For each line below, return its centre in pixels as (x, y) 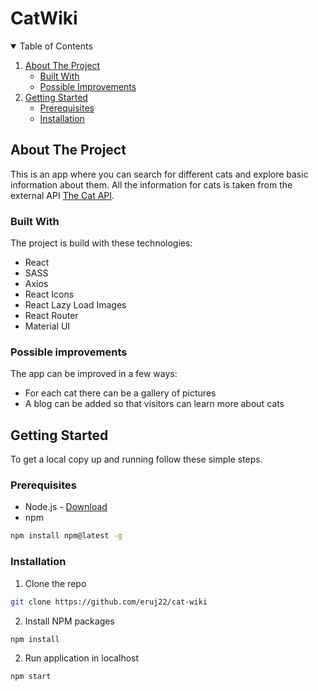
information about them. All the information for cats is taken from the (151, 184)
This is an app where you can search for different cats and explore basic (159, 174)
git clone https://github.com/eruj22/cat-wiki (109, 602)
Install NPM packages (69, 621)
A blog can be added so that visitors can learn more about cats (154, 404)
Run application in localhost (82, 658)
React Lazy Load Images (75, 305)
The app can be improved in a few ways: (94, 374)
